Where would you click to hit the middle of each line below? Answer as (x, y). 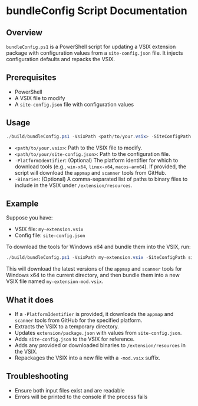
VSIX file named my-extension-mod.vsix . (55, 281)
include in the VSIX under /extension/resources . (73, 185)
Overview (24, 33)
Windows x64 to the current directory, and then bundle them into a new (93, 275)
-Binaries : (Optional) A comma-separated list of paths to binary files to (101, 179)
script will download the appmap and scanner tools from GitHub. (90, 172)
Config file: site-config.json (50, 235)
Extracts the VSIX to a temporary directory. (67, 327)
